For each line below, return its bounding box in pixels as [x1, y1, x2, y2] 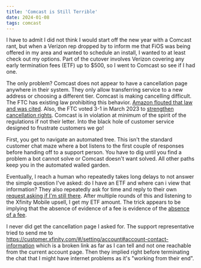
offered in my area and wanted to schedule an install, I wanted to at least [6, 49, 186, 56]
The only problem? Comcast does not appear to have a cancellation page [6, 80, 188, 87]
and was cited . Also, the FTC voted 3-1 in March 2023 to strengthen [6, 106, 174, 113]
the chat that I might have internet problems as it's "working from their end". [6, 255, 194, 262]
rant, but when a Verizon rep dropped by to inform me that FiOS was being [6, 43, 191, 50]
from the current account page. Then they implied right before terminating [6, 248, 190, 255]
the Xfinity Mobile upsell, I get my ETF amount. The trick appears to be [6, 198, 181, 206]
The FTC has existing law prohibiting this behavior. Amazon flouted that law [6, 99, 193, 106]
